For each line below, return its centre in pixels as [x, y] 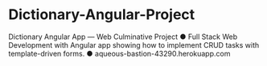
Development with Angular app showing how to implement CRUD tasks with [134, 45]
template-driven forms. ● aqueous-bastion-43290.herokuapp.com [119, 53]
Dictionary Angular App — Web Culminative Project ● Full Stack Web [123, 37]
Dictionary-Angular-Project [102, 15]
